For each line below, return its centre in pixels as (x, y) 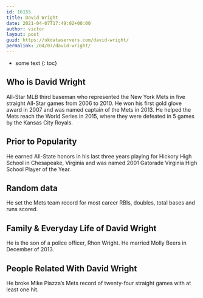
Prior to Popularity (42, 142)
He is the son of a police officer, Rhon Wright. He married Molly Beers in (96, 243)
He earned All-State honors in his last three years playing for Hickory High (99, 156)
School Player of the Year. (39, 169)
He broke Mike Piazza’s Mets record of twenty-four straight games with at (99, 283)
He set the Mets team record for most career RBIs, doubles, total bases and (101, 203)
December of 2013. (30, 249)
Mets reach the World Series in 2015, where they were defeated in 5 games (100, 116)
